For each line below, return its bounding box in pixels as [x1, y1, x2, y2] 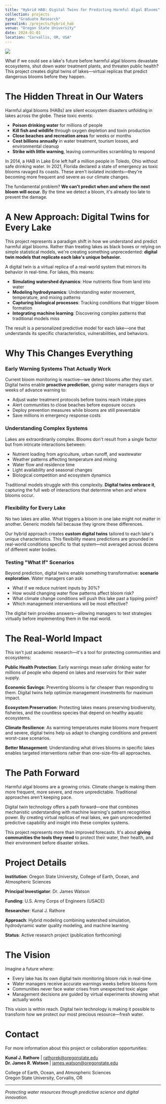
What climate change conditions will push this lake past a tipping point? [12, 596, 158, 602]
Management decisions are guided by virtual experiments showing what [12, 991, 159, 997]
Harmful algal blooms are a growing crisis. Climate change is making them [5, 784, 157, 789]
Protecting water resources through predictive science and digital [5, 1089, 139, 1095]
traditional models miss [12, 315, 60, 321]
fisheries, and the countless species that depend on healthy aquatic [5, 710, 143, 716]
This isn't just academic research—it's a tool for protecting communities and [5, 650, 161, 656]
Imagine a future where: [5, 966, 54, 972]
